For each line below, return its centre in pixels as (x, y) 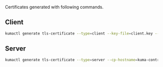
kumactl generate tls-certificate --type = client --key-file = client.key (79, 33)
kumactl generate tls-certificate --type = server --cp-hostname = (71, 60)
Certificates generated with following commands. (54, 7)
